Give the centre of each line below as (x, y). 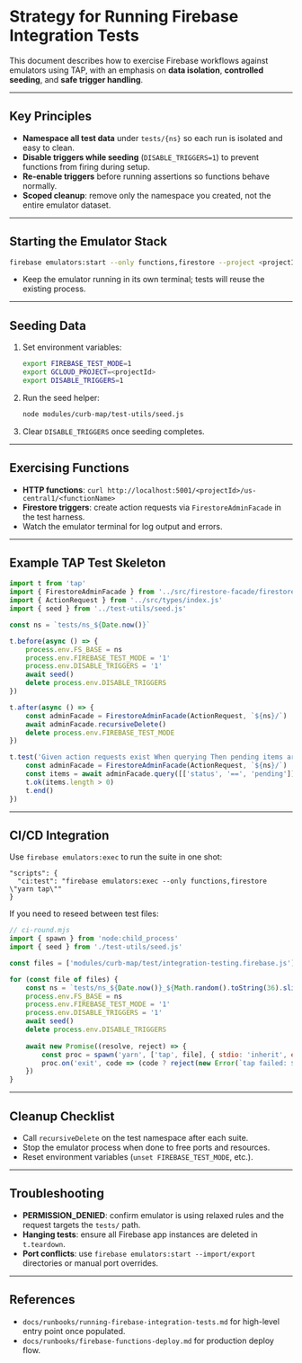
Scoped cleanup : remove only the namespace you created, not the (147, 195)
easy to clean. (48, 147)
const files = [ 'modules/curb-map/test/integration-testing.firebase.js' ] (152, 963)
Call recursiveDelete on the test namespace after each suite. (135, 1138)
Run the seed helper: (61, 397)
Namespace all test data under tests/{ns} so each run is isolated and (152, 138)
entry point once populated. (74, 1331)
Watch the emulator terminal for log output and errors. (122, 526)
